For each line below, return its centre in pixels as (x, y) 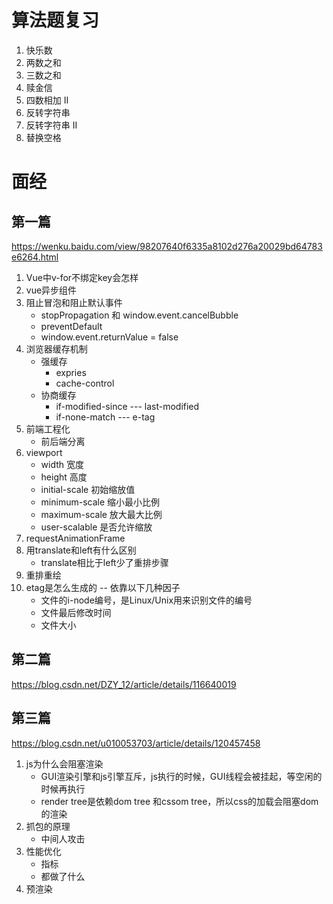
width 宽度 (62, 464)
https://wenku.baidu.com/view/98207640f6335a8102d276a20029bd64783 (167, 246)
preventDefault (71, 326)
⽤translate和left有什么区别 (81, 550)
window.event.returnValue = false (109, 337)
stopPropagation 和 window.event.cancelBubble (139, 315)
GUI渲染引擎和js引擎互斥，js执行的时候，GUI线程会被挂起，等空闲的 (181, 776)
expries (71, 372)
